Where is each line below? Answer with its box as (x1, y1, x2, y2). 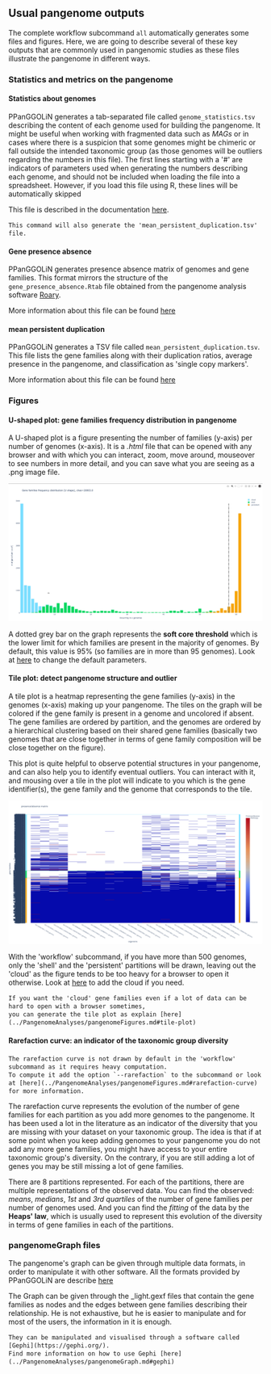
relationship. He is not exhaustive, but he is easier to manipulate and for (8, 1308, 247, 1317)
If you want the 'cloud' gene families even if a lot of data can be (8, 994, 248, 1002)
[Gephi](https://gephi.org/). (8, 1341, 110, 1350)
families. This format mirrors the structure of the (8, 273, 169, 283)
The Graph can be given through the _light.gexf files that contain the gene (8, 1291, 255, 1300)
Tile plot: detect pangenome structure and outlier (8, 674, 177, 683)
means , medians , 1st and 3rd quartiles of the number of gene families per (8, 1194, 252, 1204)
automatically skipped (8, 189, 82, 199)
